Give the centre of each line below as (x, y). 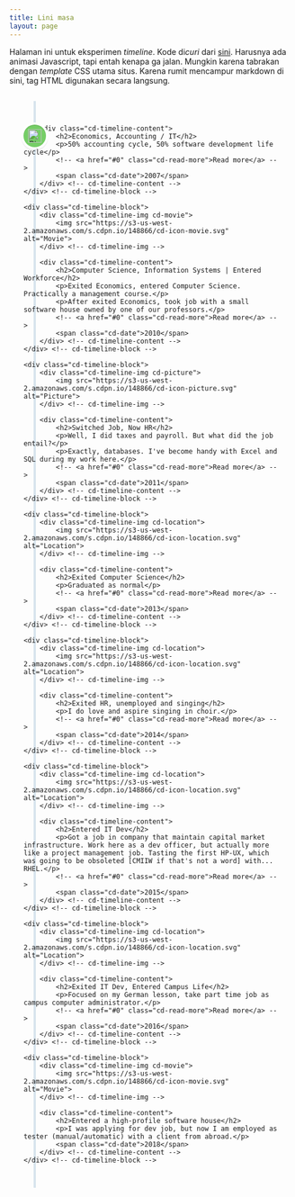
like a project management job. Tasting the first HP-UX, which (147, 853)
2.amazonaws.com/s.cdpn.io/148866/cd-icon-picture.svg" (130, 388)
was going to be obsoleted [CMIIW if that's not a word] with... (149, 860)
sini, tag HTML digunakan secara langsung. (90, 80)
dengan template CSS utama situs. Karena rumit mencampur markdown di (147, 71)
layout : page (34, 26)
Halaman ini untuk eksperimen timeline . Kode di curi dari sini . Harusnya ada (148, 51)
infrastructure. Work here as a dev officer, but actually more (147, 845)
